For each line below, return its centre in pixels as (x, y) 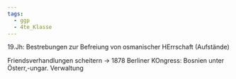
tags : (15, 14)
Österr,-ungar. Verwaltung (45, 68)
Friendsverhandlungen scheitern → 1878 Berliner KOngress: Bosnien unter (116, 61)
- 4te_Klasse (33, 27)
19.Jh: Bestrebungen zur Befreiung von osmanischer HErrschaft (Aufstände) (119, 47)
